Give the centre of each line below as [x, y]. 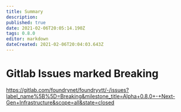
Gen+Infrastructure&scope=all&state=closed [60, 102]
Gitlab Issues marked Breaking [82, 74]
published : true [26, 22]
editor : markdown [27, 39]
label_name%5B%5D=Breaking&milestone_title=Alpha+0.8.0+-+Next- [90, 96]
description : [22, 17]
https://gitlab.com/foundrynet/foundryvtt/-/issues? [68, 90]
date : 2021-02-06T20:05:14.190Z [46, 28]
